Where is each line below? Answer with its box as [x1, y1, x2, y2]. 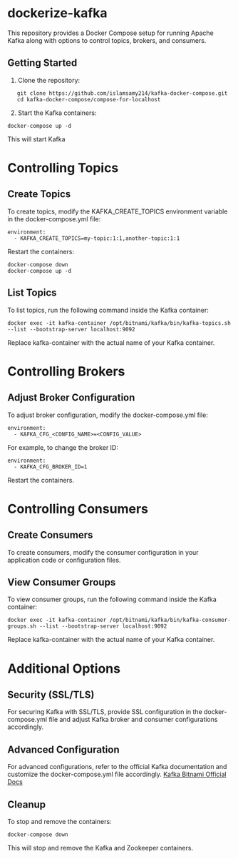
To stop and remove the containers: [7, 818, 112, 825]
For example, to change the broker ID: [7, 443, 119, 451]
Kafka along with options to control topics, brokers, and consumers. [7, 36, 207, 44]
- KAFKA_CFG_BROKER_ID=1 [14, 463, 88, 471]
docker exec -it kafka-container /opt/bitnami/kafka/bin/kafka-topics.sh [7, 319, 232, 326]
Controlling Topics [7, 159, 119, 176]
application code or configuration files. [7, 556, 121, 564]
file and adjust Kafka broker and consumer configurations [48, 715, 218, 724]
